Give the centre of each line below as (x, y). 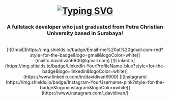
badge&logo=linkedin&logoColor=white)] (85, 71)
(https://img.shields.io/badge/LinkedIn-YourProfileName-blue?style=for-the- (85, 66)
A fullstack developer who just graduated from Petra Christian (85, 27)
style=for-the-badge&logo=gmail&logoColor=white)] (85, 55)
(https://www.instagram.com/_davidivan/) (85, 93)
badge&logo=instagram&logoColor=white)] (85, 88)
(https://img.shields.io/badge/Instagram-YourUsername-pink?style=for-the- (85, 82)
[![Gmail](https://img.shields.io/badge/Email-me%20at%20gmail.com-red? (85, 50)
